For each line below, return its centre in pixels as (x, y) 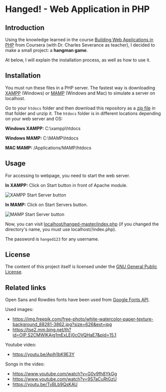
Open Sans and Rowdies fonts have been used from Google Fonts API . (78, 300)
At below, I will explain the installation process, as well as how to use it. (78, 60)
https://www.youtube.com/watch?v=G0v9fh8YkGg (65, 374)
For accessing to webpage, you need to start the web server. (68, 175)
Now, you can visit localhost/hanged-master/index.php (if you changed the (82, 224)
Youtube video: (21, 345)
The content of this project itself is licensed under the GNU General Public (81, 266)
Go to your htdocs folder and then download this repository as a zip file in (81, 108)
